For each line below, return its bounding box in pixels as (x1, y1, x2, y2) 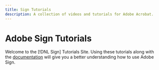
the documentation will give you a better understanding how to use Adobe (5, 54, 154, 60)
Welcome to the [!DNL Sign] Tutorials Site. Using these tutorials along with (5, 49, 155, 55)
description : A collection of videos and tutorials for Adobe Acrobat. (5, 12, 154, 17)
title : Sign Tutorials (5, 7, 51, 12)
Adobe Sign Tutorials (5, 33, 92, 44)
